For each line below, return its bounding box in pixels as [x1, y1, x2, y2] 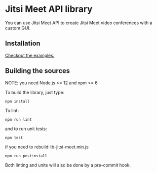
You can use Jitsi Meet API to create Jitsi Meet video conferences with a [5, 20, 153, 26]
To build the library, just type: [5, 89, 65, 95]
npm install [5, 99, 30, 104]
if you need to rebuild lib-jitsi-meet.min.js [5, 144, 89, 150]
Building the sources [5, 67, 70, 75]
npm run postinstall [5, 153, 48, 158]
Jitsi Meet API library [5, 3, 93, 15]
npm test [5, 135, 23, 140]
